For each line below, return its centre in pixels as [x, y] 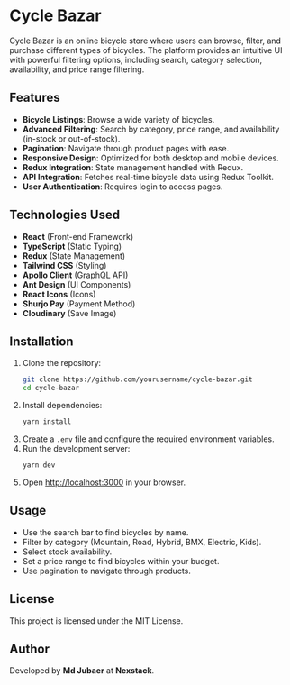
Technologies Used [64, 215]
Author [29, 648]
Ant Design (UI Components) [77, 284]
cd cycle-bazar [51, 388]
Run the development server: [76, 448]
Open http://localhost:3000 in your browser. [104, 482]
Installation [41, 341]
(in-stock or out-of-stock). [71, 138]
